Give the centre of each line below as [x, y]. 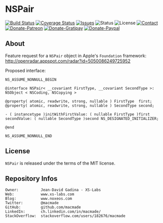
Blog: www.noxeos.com [39, 199]
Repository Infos [31, 179]
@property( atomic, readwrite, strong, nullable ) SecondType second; [80, 106]
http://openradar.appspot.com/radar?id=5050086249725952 [68, 61]
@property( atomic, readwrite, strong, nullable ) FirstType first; [79, 101]
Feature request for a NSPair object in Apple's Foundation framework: [76, 56]
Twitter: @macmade [32, 203]
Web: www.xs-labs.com [40, 194]
